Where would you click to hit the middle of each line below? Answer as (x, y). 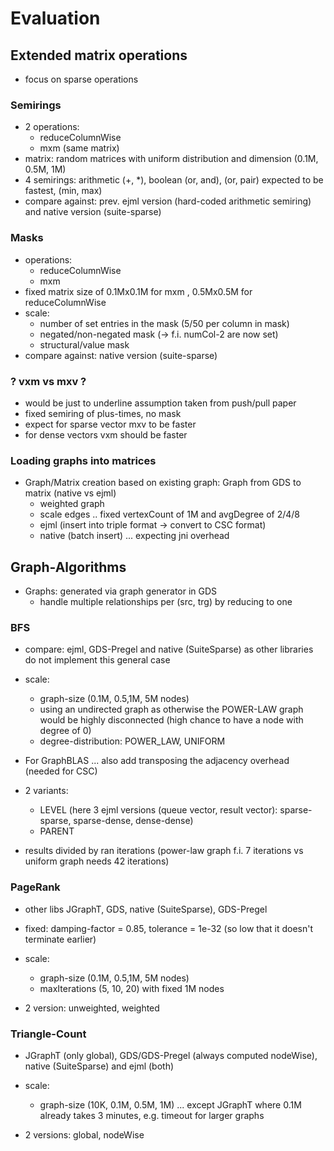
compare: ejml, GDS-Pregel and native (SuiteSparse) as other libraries (169, 649)
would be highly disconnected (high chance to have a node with (171, 720)
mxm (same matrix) (79, 148)
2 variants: (46, 791)
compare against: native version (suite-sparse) (121, 355)
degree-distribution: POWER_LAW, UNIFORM (132, 741)
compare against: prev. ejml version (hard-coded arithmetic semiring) (168, 201)
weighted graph (72, 504)
